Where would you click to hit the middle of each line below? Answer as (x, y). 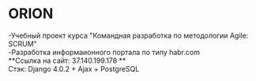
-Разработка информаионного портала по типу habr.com (104, 52)
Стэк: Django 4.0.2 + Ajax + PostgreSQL (74, 68)
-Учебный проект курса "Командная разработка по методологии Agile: (128, 35)
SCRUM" (23, 43)
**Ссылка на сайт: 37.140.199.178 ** (67, 61)
